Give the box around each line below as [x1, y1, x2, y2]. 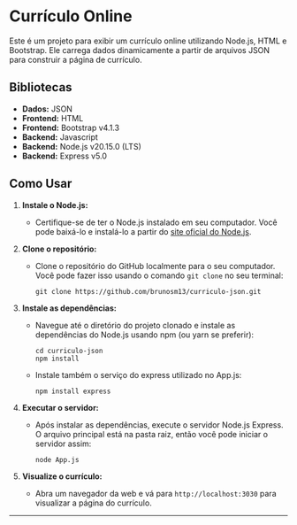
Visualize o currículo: [21, 471, 103, 482]
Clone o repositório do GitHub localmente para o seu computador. [34, 260, 276, 271]
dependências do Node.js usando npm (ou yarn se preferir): [34, 329, 255, 340]
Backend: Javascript [21, 131, 99, 143]
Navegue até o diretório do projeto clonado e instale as [34, 320, 236, 330]
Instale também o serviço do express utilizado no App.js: [34, 369, 242, 380]
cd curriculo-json [34, 346, 103, 355]
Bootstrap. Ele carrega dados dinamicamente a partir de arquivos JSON [9, 44, 270, 55]
